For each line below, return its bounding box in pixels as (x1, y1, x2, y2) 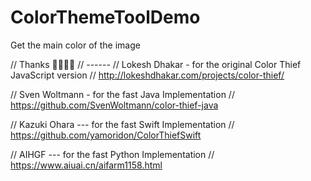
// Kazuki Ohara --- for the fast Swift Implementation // (10, 118, 235, 130)
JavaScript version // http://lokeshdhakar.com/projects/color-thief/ (10, 69, 285, 81)
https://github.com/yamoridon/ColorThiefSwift (10, 129, 202, 141)
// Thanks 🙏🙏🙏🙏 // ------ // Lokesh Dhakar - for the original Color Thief (10, 58, 302, 70)
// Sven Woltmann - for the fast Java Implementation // (10, 88, 235, 100)
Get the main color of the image (10, 39, 141, 51)
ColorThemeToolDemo (10, 6, 201, 29)
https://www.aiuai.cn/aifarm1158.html (10, 159, 163, 171)
